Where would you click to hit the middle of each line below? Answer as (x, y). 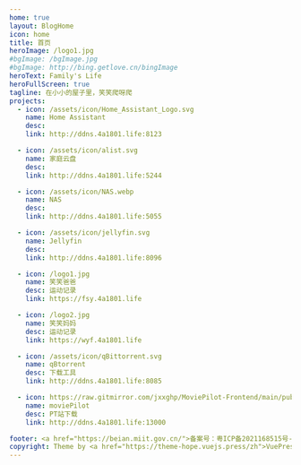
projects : (28, 101)
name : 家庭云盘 (51, 159)
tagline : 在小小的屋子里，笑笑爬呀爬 (71, 92)
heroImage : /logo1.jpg (52, 51)
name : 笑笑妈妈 (51, 323)
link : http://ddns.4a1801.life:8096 (94, 258)
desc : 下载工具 (51, 373)
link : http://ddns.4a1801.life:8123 (94, 134)
